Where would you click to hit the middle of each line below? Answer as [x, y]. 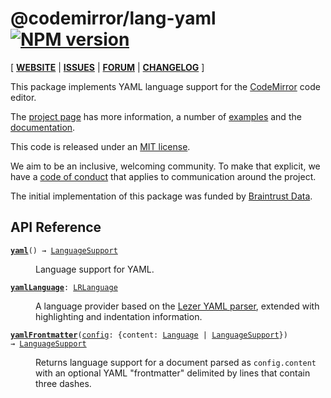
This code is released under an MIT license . [100, 146]
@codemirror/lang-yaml [113, 18]
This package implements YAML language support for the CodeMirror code [165, 86]
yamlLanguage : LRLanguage [64, 287]
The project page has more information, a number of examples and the [156, 116]
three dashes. [63, 383]
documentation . [43, 127]
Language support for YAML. [95, 269]
